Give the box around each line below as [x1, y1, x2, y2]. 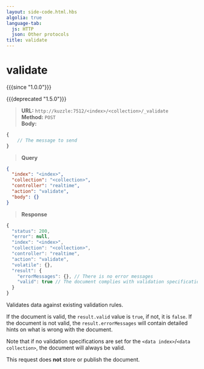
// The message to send [17, 137, 78, 143]
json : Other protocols [12, 32, 69, 38]
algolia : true [6, 15, 42, 21]
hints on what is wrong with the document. [6, 326, 113, 333]
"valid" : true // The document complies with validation [17, 279, 165, 285]
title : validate [6, 37, 47, 43]
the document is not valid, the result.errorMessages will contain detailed [6, 320, 188, 327]
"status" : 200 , [12, 228, 50, 234]
